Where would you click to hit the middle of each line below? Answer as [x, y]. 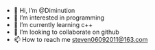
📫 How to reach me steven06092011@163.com [81, 40]
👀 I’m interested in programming [59, 18]
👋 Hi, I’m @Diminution [44, 10]
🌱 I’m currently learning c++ [53, 25]
